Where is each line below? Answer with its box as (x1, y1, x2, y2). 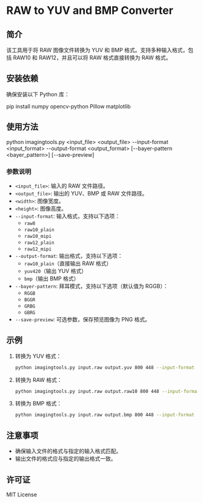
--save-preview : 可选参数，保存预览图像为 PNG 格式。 (15, 315, 150, 323)
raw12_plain (24, 240, 55, 246)
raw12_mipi (24, 246, 52, 252)
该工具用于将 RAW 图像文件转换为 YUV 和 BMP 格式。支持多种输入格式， (6, 47, 188, 53)
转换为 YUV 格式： (15, 352, 62, 360)
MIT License (6, 491, 38, 498)
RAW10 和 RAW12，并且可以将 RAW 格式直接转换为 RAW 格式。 (13, 54, 171, 61)
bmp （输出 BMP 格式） (24, 275, 79, 282)
